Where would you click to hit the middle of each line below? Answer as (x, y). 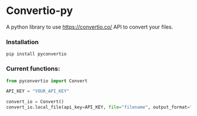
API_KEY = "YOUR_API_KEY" (38, 92)
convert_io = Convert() (35, 102)
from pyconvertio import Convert (47, 81)
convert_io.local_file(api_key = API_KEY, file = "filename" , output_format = (98, 107)
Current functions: (33, 69)
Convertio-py (40, 11)
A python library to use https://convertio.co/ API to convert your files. (90, 27)
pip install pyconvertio (36, 54)
